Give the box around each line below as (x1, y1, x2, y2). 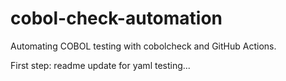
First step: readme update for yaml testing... (10, 59, 191, 71)
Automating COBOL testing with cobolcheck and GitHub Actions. (10, 40, 277, 52)
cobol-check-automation (10, 7, 223, 30)
